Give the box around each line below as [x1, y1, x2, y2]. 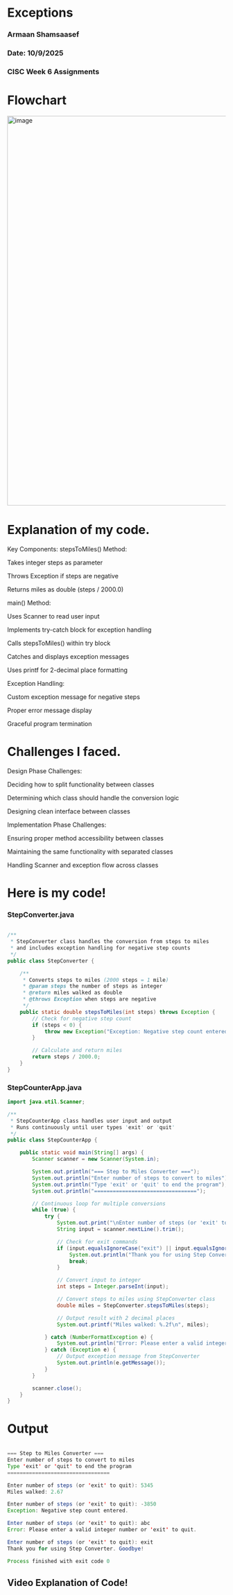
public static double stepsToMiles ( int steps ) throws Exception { [19, 1008, 216, 1015]
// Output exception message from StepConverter [56, 1353, 200, 1360]
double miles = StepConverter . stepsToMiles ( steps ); [56, 1302, 209, 1309]
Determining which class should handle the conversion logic [7, 793, 180, 802]
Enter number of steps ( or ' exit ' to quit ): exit [7, 1538, 154, 1546]
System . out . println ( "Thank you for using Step [69, 1251, 207, 1258]
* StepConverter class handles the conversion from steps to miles [10, 938, 209, 945]
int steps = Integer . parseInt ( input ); [56, 1283, 169, 1291]
